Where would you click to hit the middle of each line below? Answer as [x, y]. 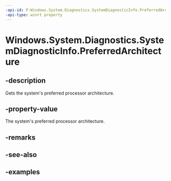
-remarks [20, 137]
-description [25, 81]
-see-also [21, 155]
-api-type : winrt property [34, 15]
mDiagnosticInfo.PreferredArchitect [83, 51]
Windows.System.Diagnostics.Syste [85, 40]
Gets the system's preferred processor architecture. [60, 93]
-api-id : [15, 10]
